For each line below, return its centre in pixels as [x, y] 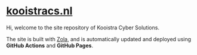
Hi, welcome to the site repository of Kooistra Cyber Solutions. [83, 27]
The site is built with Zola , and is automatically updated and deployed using [99, 39]
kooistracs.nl [39, 11]
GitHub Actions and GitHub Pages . [50, 45]
